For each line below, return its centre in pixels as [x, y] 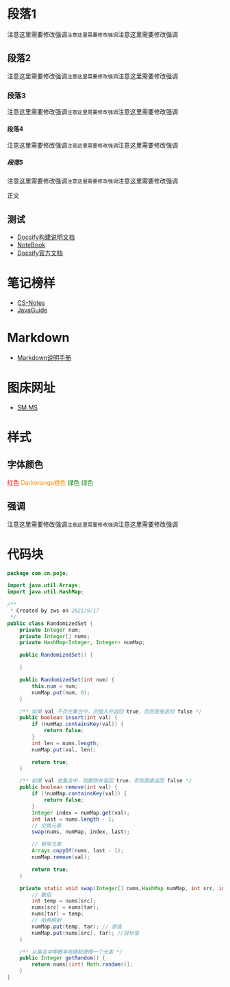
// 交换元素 [47, 826]
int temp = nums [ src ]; [64, 901]
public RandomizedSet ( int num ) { [67, 680]
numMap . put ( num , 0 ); [61, 692]
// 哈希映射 [47, 920]
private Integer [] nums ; [55, 636]
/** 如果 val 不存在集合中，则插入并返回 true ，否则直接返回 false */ [111, 712]
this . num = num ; [55, 686]
